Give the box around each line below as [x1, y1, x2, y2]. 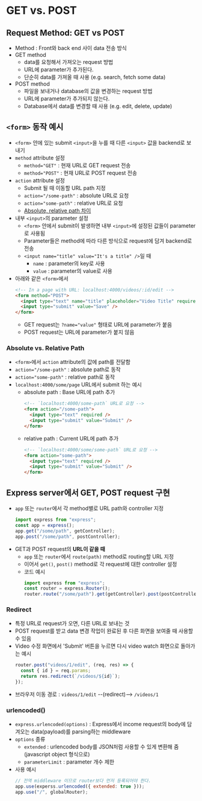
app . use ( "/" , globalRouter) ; [14, 789, 88, 796]
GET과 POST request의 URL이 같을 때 [14, 545, 105, 552]
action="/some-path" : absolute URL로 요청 [23, 191, 129, 199]
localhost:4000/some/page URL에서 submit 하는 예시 [14, 381, 142, 388]
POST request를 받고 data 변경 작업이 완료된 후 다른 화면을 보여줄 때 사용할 [14, 627, 194, 634]
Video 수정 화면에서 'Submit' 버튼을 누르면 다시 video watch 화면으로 [14, 642, 180, 649]
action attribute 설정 [14, 176, 65, 184]
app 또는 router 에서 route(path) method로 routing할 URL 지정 [23, 553, 174, 560]
